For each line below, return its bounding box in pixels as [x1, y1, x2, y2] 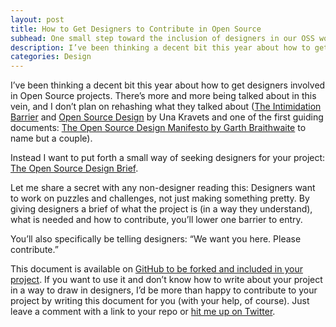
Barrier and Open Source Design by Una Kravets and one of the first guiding [10, 111, 324, 123]
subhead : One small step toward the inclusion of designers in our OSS [10, 33, 315, 43]
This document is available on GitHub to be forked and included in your [10, 263, 303, 275]
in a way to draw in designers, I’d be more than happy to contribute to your [10, 284, 318, 296]
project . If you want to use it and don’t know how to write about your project [10, 274, 323, 286]
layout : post [10, 14, 65, 25]
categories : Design [10, 52, 92, 62]
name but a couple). [10, 132, 93, 145]
